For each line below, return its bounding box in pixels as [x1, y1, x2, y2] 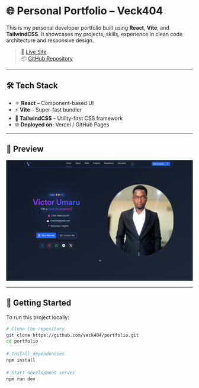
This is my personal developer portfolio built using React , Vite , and [6, 24, 170, 31]
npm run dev [6, 376, 36, 382]
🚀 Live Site [20, 48, 47, 55]
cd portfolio [6, 338, 38, 345]
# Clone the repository [6, 326, 65, 332]
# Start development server [6, 370, 76, 376]
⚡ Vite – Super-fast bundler [14, 106, 82, 113]
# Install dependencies [6, 351, 65, 357]
